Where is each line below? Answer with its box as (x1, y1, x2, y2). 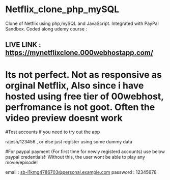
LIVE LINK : (5, 41, 42, 49)
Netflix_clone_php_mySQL (5, 4, 120, 15)
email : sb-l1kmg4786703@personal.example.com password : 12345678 (5, 169, 157, 175)
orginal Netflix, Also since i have (5, 80, 144, 91)
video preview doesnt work (5, 112, 123, 124)
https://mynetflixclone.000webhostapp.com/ (5, 48, 154, 57)
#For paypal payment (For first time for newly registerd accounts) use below (5, 148, 165, 155)
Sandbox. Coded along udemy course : (5, 25, 88, 32)
